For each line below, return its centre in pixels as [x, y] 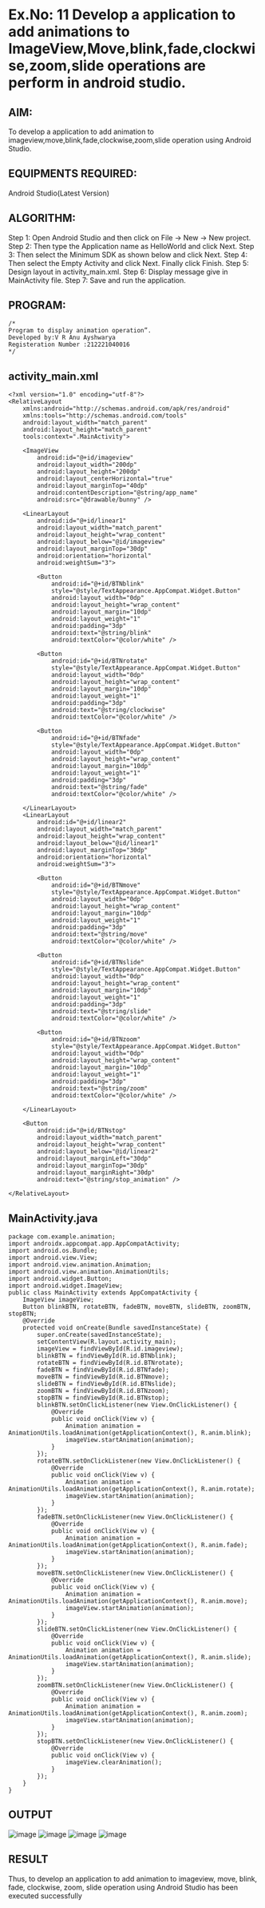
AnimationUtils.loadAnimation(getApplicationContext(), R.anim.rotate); [132, 1489]
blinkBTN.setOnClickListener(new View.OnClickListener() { [137, 1405]
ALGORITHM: [42, 218]
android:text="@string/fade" [99, 787]
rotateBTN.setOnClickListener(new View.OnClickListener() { [139, 1461]
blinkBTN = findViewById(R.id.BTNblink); [107, 1356]
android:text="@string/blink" [101, 633]
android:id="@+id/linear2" [82, 823]
